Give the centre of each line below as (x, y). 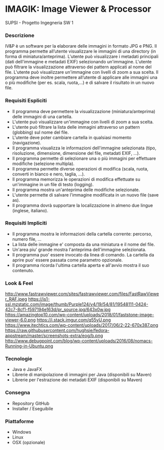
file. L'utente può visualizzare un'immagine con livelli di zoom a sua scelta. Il (82, 72)
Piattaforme (20, 421)
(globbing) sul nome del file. (40, 132)
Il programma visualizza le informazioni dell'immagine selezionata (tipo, (84, 148)
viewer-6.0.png (20, 320)
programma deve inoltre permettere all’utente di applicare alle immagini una (81, 78)
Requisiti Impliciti (26, 223)
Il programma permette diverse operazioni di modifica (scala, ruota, (80, 169)
